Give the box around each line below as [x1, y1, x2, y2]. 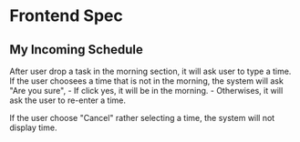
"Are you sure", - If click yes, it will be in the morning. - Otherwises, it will [9, 86, 284, 96]
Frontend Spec [9, 5, 123, 26]
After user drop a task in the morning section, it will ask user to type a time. [9, 66, 292, 76]
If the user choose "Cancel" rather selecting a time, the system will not [9, 113, 275, 123]
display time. [9, 122, 57, 133]
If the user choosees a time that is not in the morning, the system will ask [9, 76, 284, 86]
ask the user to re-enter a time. [9, 95, 126, 106]
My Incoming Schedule [9, 42, 143, 57]
